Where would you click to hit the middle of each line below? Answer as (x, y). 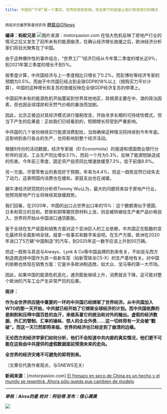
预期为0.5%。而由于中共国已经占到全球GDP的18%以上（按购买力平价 (76, 81)
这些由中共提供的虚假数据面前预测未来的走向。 (62, 344)
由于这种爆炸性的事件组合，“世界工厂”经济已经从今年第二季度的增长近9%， (83, 58)
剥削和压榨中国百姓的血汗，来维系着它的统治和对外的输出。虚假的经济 (81, 314)
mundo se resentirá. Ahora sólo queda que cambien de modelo (70, 381)
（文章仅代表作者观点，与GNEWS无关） (46, 365)
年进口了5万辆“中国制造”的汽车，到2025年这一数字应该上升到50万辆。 (77, 241)
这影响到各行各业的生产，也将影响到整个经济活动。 (57, 138)
